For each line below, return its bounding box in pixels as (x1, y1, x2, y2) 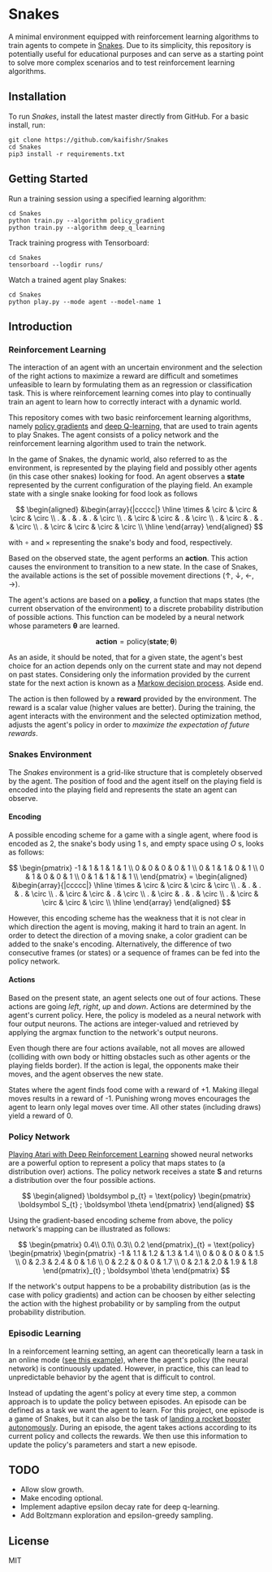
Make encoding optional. (19, 1493, 104, 1503)
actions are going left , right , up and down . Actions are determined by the (8, 1001, 252, 1011)
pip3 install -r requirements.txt (8, 149, 126, 158)
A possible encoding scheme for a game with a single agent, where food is (8, 829, 258, 839)
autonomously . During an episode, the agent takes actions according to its (8, 1423, 257, 1432)
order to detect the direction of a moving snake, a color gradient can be (8, 930, 248, 940)
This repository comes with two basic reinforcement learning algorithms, (8, 413, 252, 422)
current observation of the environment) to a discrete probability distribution (8, 604, 264, 613)
